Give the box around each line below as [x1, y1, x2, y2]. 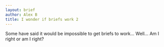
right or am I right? [5, 36, 44, 42]
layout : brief [5, 7, 36, 13]
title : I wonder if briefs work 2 [5, 17, 79, 22]
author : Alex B [5, 12, 38, 17]
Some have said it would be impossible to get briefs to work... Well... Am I [5, 31, 159, 37]
